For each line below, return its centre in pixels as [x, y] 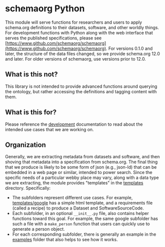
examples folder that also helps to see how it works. [65, 240]
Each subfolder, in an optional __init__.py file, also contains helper [81, 213]
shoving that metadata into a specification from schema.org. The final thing [82, 162]
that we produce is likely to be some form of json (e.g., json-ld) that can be [81, 167]
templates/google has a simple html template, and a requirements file [82, 203]
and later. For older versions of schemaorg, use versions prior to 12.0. [76, 59]
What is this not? [32, 74]
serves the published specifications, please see [53, 38]
